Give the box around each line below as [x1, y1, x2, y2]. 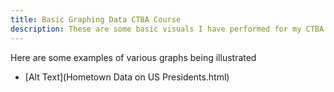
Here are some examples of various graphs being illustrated [10, 51, 257, 63]
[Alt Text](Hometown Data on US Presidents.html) [24, 71, 230, 83]
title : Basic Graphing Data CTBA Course [10, 14, 182, 25]
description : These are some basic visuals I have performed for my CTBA [10, 24, 325, 34]
